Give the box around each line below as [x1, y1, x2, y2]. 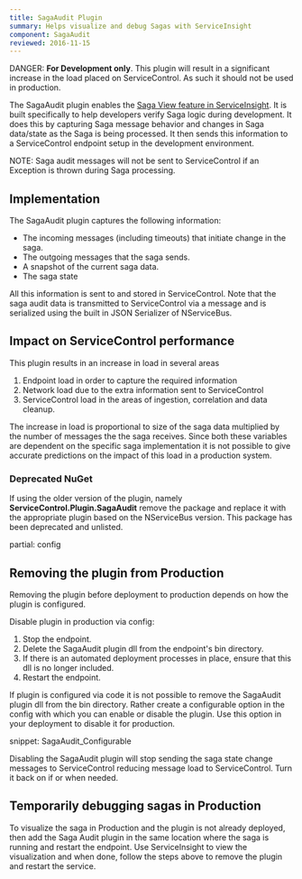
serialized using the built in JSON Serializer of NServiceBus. [9, 307, 233, 318]
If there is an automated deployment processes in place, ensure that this [22, 653, 291, 664]
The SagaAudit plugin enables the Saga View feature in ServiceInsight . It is [9, 100, 287, 111]
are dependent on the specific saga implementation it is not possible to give [9, 440, 291, 451]
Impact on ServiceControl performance [9, 334, 235, 349]
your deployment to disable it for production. [9, 718, 176, 728]
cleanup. [22, 403, 56, 415]
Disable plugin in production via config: [9, 616, 155, 627]
